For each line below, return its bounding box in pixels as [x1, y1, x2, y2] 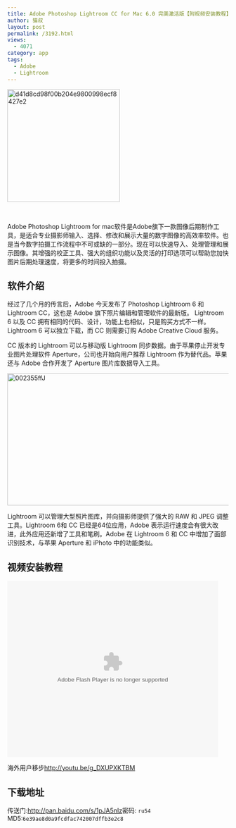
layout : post [7, 23, 46, 30]
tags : [7, 56, 23, 63]
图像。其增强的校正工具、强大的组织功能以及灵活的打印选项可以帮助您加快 [13, 248, 229, 257]
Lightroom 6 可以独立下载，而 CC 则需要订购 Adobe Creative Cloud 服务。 [7, 326, 223, 335]
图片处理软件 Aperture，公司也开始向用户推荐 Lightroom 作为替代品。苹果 [13, 350, 228, 359]
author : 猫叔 [7, 17, 44, 24]
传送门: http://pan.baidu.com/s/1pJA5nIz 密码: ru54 [7, 806, 151, 815]
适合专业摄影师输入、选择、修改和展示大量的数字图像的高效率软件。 [25, 230, 223, 240]
